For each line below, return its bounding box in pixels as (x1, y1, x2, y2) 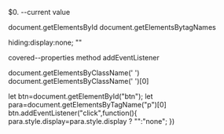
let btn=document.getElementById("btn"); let (8, 92, 153, 101)
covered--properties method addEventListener (8, 53, 160, 62)
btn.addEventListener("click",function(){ (8, 108, 138, 118)
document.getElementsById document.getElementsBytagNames (8, 23, 216, 31)
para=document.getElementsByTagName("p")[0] (8, 100, 167, 109)
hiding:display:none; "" (8, 38, 83, 47)
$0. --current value (8, 8, 71, 16)
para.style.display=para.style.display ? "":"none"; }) (8, 117, 175, 125)
